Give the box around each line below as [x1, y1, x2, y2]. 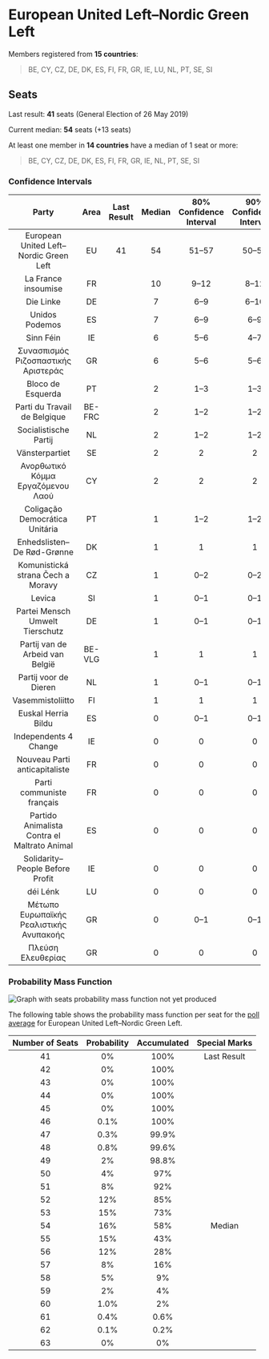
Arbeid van [22, 649, 64, 660]
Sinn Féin [26, 333, 62, 344]
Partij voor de [18, 671, 69, 683]
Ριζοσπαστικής [14, 355, 72, 366]
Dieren [30, 682, 56, 693]
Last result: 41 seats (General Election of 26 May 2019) [8, 109, 189, 119]
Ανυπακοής [22, 930, 66, 941]
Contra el [26, 830, 62, 841]
